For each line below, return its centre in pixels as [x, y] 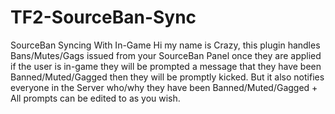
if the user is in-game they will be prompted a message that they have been [166, 66]
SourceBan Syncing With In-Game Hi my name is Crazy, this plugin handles [165, 45]
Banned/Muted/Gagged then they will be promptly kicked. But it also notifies [167, 77]
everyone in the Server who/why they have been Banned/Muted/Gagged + [164, 87]
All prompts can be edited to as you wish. [95, 98]
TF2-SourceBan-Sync [103, 17]
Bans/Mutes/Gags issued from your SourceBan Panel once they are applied [166, 55]
